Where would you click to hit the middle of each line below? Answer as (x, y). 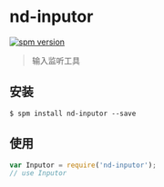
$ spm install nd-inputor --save (73, 113)
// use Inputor (38, 173)
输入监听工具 (56, 60)
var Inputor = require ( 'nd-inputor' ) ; (83, 165)
